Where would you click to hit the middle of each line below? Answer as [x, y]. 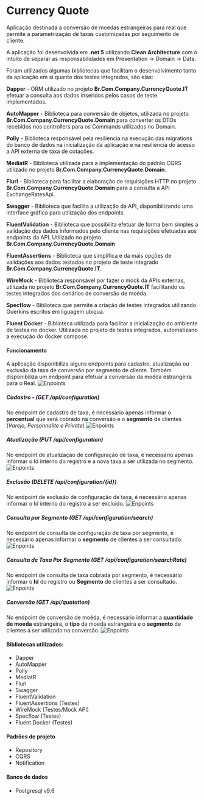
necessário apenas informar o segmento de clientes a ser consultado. [94, 539]
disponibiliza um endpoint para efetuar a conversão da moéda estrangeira [99, 377]
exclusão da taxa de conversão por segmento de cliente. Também [89, 370]
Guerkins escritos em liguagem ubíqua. [55, 311]
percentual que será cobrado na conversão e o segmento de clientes [94, 419]
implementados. [26, 102]
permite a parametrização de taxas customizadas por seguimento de [93, 34]
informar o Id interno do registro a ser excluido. [65, 504]
